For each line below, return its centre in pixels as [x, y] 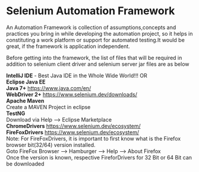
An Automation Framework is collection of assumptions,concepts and [91, 27]
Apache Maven [25, 101]
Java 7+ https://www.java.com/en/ [49, 88]
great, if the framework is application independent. [68, 46]
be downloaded [25, 164]
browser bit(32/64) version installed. [51, 145]
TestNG [16, 113]
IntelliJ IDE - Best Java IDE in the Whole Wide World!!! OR [77, 75]
